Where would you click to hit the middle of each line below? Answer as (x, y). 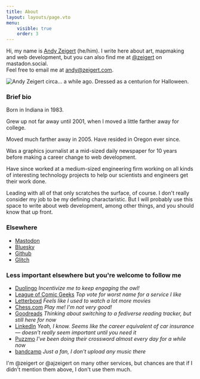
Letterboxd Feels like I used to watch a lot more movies (83, 301)
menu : (13, 23)
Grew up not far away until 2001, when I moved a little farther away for (93, 121)
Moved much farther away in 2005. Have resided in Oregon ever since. (93, 139)
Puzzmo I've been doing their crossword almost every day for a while (100, 339)
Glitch (22, 260)
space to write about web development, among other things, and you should (100, 206)
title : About (22, 12)
